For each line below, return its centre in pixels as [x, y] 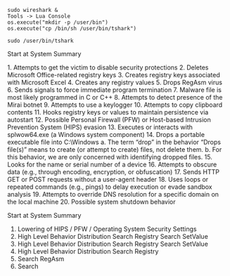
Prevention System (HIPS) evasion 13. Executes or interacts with [100, 127]
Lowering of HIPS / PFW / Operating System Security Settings [107, 229]
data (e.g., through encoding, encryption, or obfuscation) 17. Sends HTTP [114, 172]
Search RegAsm [41, 259]
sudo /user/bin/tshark [40, 41]
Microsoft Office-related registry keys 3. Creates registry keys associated [114, 75]
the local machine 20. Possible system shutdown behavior [91, 202]
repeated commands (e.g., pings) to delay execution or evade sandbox [110, 187]
